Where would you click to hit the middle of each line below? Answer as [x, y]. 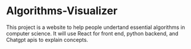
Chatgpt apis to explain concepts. [47, 40]
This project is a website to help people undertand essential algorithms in [95, 27]
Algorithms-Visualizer [62, 11]
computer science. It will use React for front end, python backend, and [93, 33]
